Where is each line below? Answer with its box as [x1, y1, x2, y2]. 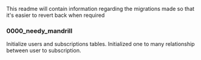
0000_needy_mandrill [6, 27, 73, 35]
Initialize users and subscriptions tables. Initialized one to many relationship [6, 41, 196, 48]
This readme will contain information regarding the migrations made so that [6, 5, 195, 12]
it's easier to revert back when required [6, 12, 105, 19]
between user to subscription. [6, 47, 81, 54]
